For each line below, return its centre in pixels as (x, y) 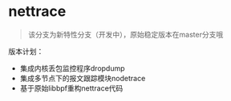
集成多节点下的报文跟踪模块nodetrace (83, 78)
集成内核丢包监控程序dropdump (73, 68)
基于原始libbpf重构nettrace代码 (71, 88)
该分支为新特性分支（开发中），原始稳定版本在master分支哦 (126, 34)
